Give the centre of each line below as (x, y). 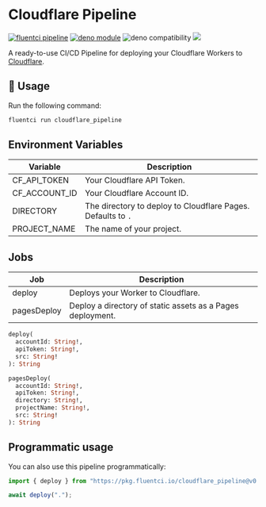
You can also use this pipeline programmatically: (87, 467)
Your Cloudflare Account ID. (137, 194)
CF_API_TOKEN (41, 180)
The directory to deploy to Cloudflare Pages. (167, 206)
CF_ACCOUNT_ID (45, 194)
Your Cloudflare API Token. (135, 180)
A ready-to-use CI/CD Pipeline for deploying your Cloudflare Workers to (125, 52)
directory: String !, (49, 401)
